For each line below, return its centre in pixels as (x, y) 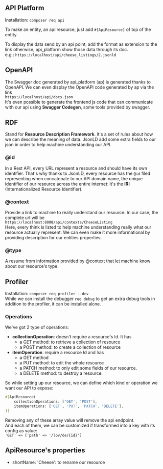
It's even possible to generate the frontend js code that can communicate (79, 102)
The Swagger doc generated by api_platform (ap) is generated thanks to (78, 82)
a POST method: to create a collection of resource (70, 347)
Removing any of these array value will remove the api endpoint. (70, 420)
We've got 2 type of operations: (37, 327)
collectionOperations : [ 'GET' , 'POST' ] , (56, 402)
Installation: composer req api (35, 20)
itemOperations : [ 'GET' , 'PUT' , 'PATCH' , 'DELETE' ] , (69, 406)
